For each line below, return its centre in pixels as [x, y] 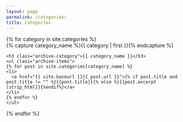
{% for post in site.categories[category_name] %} [69, 67]
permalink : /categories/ [36, 17]
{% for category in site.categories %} [51, 39]
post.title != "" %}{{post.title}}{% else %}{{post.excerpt [81, 82]
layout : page [22, 11]
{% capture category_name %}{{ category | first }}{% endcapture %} [90, 45]
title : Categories [29, 22]
